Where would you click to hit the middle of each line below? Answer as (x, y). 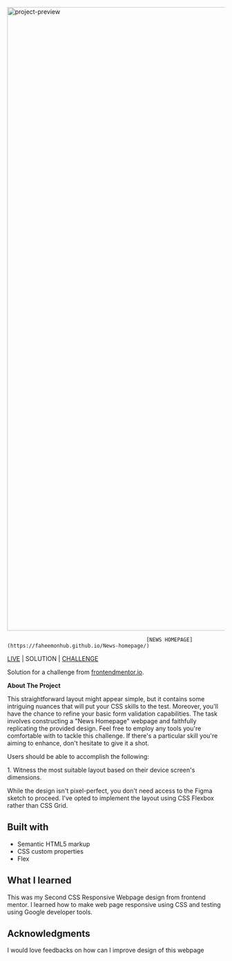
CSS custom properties (50, 851)
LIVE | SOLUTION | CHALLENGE (53, 659)
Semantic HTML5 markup (54, 844)
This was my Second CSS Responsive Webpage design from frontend (106, 897)
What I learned (39, 880)
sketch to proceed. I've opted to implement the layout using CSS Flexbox (110, 798)
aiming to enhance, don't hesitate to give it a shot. (78, 743)
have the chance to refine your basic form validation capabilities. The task (112, 714)
